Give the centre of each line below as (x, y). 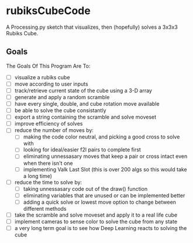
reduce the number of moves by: (54, 130)
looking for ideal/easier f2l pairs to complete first (82, 150)
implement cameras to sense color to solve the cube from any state (96, 221)
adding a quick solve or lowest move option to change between (100, 202)
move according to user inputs (51, 84)
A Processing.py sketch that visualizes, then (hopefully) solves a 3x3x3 (92, 27)
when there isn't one (48, 163)
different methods (45, 208)
